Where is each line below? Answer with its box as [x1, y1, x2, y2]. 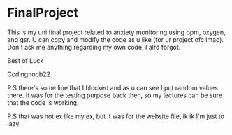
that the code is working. [7, 98, 79, 106]
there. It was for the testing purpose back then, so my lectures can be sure [7, 91, 222, 99]
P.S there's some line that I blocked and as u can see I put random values [7, 83, 219, 92]
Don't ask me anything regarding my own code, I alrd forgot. [7, 43, 181, 51]
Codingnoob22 [7, 70, 51, 78]
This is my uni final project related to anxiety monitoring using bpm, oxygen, [7, 28, 226, 36]
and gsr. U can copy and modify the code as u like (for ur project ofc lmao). [7, 35, 224, 43]
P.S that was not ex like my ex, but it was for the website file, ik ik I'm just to [7, 112, 225, 120]
